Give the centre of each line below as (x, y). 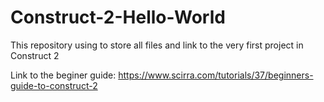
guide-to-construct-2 (54, 85)
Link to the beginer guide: (63, 75)
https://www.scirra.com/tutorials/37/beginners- (216, 75)
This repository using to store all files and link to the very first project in (157, 45)
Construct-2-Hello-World (118, 17)
